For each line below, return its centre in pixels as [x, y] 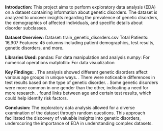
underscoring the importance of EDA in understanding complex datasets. [79, 123]
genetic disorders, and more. [34, 48]
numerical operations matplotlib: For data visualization [60, 63]
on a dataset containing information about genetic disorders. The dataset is [81, 12]
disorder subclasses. [26, 28]
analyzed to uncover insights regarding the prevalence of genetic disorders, [82, 17]
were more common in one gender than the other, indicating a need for [77, 88]
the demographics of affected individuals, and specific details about [74, 23]
